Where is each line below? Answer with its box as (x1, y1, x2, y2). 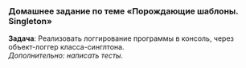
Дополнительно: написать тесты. (8, 50, 123, 61)
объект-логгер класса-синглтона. (8, 42, 125, 52)
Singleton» (8, 15, 52, 26)
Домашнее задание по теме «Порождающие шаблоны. (8, 6, 239, 17)
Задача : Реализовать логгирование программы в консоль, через (8, 34, 235, 43)
